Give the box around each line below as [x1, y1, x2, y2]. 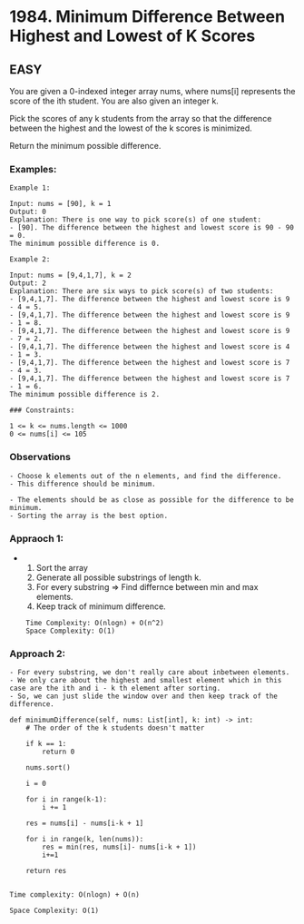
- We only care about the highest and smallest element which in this [9, 676, 282, 685]
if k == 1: [25, 740, 67, 749]
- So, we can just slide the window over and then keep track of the [9, 692, 279, 701]
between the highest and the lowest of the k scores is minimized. [9, 123, 252, 133]
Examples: [9, 162, 57, 175]
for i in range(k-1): [25, 795, 107, 804]
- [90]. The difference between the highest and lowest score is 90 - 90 [9, 223, 295, 232]
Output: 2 [9, 279, 47, 288]
